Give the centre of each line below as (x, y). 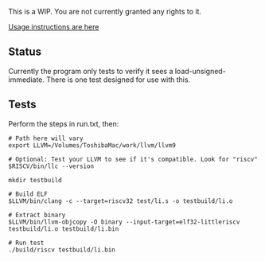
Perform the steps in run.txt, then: (64, 123)
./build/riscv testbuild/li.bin (62, 250)
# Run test (26, 243)
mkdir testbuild (35, 180)
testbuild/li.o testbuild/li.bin (64, 229)
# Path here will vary (46, 138)
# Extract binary (37, 215)
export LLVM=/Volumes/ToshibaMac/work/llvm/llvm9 (92, 145)
